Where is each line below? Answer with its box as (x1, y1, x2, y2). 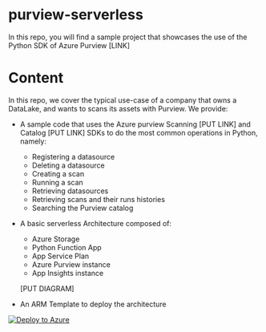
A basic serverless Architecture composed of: (19, 218, 172, 228)
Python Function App (31, 242, 102, 252)
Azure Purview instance (31, 259, 111, 269)
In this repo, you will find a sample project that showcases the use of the (8, 32, 248, 42)
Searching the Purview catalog (31, 203, 134, 213)
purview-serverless (8, 6, 144, 24)
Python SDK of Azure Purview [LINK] (8, 40, 131, 50)
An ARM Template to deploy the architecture (19, 299, 167, 309)
